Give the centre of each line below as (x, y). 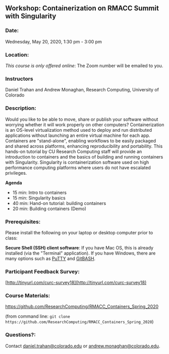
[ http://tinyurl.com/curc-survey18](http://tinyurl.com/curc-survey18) (76, 283)
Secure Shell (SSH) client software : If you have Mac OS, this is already (79, 247)
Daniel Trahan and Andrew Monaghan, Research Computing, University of (82, 90)
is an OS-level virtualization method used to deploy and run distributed (79, 130)
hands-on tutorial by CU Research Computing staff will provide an (74, 151)
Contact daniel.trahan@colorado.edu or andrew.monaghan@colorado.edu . (83, 346)
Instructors (19, 79)
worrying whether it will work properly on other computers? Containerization (85, 124)
